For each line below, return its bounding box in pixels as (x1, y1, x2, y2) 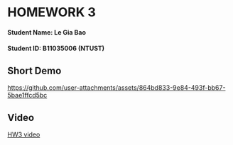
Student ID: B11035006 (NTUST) (7, 44, 105, 53)
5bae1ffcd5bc (7, 91, 48, 100)
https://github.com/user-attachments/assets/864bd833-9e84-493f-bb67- (7, 83, 226, 92)
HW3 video (7, 130, 40, 139)
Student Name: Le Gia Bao (7, 28, 87, 36)
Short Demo (7, 64, 62, 76)
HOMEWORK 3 (7, 4, 96, 21)
